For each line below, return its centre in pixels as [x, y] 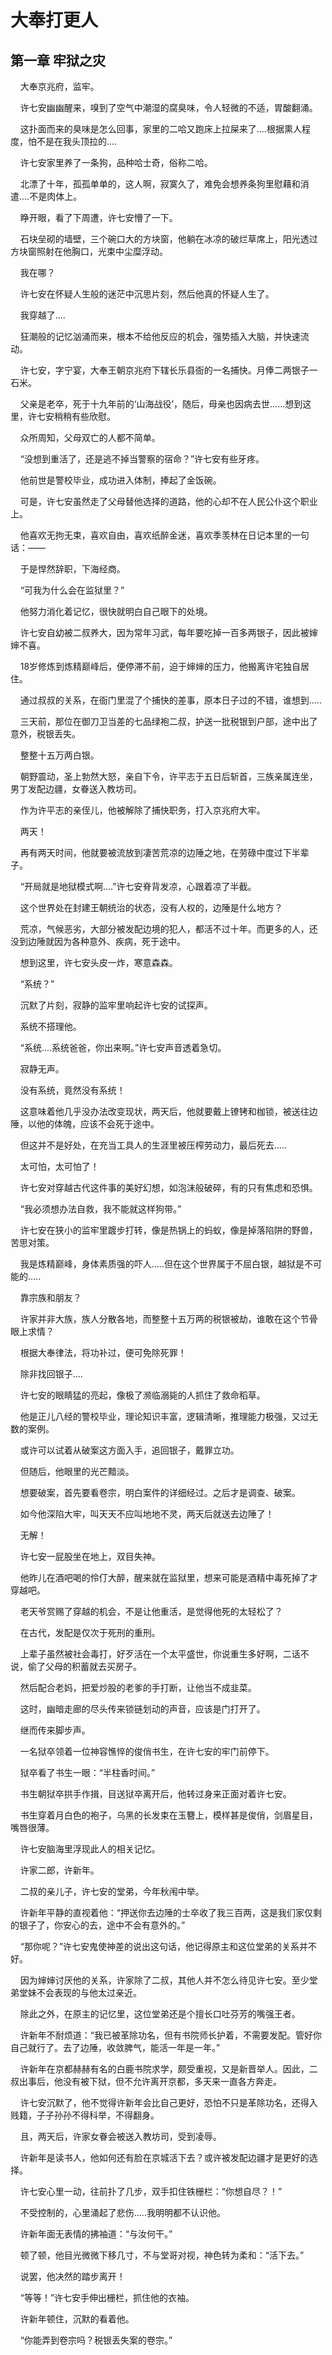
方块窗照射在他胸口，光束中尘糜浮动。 [89, 251]
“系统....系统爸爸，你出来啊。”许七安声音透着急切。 [123, 1047]
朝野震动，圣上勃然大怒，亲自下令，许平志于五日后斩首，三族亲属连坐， [168, 776]
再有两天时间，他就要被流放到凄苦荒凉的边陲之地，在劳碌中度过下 [155, 852]
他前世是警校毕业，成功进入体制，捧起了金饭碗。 [120, 480]
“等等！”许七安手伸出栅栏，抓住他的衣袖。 [107, 2297]
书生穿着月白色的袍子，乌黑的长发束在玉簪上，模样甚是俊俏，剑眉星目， [168, 1815]
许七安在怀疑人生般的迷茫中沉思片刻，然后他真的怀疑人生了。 [147, 294]
